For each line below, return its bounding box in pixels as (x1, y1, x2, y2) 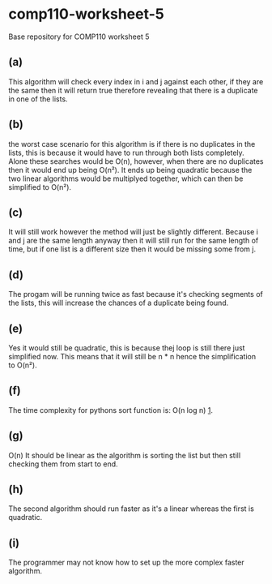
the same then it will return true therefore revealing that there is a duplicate (8, 85, 258, 95)
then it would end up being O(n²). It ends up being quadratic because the (8, 165, 253, 174)
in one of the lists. (8, 94, 68, 104)
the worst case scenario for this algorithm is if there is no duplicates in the (8, 139, 256, 148)
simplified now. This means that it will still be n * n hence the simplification (8, 352, 257, 361)
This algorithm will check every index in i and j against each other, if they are (8, 76, 264, 86)
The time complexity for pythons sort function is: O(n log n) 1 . (8, 405, 213, 414)
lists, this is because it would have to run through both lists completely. (8, 148, 244, 157)
